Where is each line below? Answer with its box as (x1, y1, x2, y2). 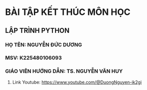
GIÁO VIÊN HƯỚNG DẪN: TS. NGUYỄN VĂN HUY (5, 68, 123, 75)
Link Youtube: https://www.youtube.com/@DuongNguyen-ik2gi (12, 79, 142, 85)
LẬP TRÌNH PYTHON (5, 26, 70, 35)
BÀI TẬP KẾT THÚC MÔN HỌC (5, 6, 131, 18)
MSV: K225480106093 (5, 54, 62, 61)
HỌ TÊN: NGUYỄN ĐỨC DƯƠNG (5, 41, 82, 48)
